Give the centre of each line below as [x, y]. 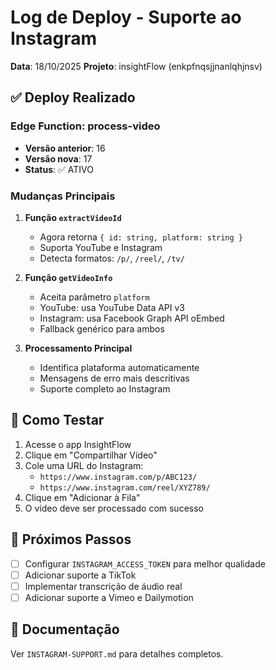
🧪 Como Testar [57, 420]
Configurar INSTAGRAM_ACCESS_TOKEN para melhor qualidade [145, 563]
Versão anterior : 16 [65, 148]
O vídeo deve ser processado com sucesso [114, 508]
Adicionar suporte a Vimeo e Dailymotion [109, 597]
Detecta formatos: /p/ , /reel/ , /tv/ [112, 258]
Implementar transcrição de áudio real [103, 586]
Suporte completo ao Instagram [105, 388]
